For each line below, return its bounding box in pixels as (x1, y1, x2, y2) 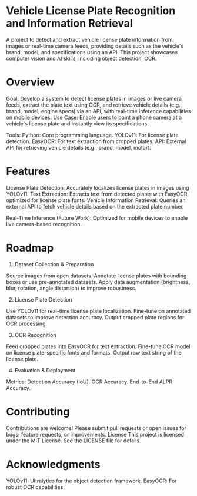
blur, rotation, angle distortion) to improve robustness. (6, 285, 137, 292)
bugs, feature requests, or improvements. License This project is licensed (6, 431, 184, 438)
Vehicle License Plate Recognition (6, 4, 176, 18)
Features (6, 165, 51, 178)
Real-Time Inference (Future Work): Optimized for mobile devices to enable (6, 214, 188, 221)
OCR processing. (6, 320, 48, 327)
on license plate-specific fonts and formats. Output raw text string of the (6, 349, 182, 356)
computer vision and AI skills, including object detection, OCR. (6, 55, 157, 62)
